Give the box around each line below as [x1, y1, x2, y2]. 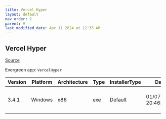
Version [7, 78, 27, 85]
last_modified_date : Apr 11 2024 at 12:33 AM [5, 26, 100, 31]
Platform [31, 78, 53, 85]
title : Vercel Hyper [5, 7, 48, 12]
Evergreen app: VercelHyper [5, 66, 62, 72]
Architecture [57, 78, 88, 85]
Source [5, 57, 20, 63]
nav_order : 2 [5, 16, 32, 21]
